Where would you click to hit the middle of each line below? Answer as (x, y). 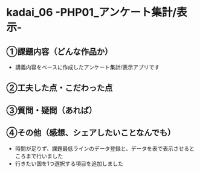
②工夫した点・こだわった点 (60, 88)
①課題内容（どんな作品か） (60, 52)
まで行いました (44, 156)
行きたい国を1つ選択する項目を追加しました (69, 163)
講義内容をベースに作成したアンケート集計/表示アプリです (87, 67)
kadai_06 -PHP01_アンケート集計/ (92, 12)
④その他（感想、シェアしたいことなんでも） (91, 133)
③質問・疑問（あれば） (52, 110)
